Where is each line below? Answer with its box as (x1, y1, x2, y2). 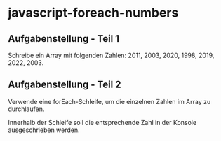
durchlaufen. (8, 105, 45, 113)
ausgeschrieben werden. (8, 126, 80, 134)
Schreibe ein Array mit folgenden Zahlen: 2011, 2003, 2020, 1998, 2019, (8, 51, 215, 59)
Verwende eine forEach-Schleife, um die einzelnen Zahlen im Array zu (8, 97, 211, 105)
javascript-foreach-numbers (8, 5, 179, 21)
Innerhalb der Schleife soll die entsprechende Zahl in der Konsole (8, 118, 197, 126)
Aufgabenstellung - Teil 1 (8, 33, 120, 45)
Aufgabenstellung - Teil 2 (8, 79, 121, 91)
